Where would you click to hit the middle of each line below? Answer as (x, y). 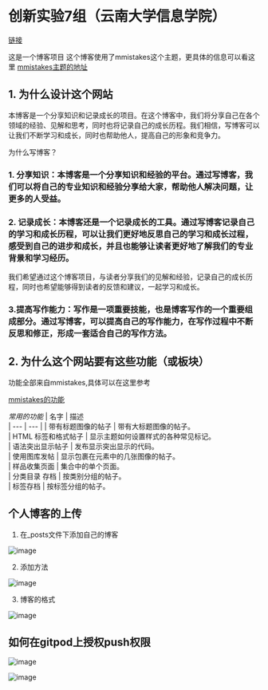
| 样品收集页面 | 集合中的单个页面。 (66, 466)
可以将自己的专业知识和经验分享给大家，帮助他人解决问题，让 (135, 187)
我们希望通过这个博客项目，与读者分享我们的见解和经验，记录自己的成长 (127, 277)
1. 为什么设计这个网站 (61, 95)
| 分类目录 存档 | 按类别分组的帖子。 (67, 476)
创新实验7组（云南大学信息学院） (117, 16)
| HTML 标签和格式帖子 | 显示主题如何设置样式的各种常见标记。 (112, 436)
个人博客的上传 (45, 514)
